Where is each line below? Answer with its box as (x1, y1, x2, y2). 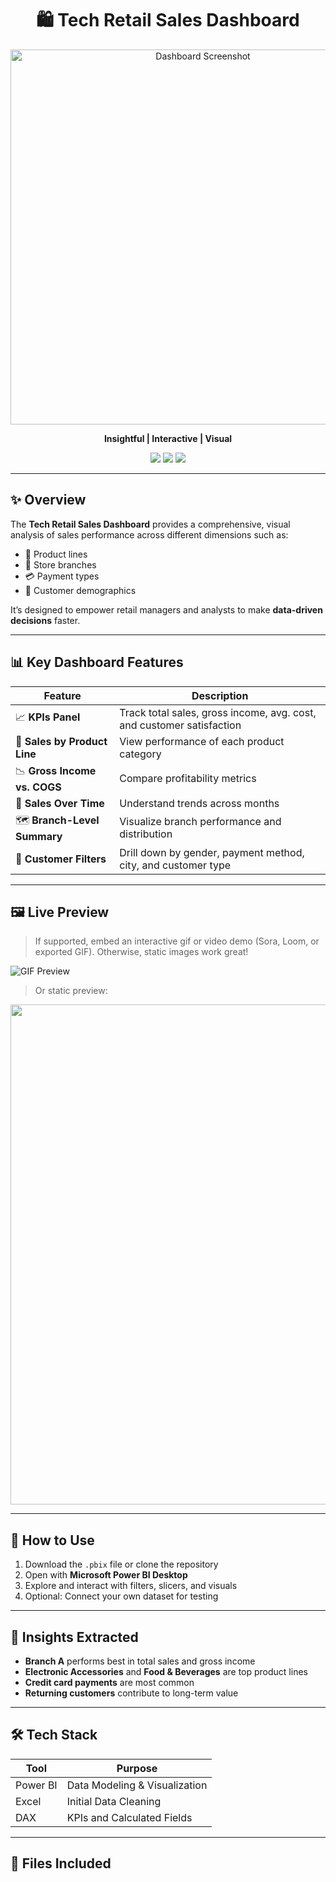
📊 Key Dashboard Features (10, 654, 184, 671)
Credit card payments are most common (24, 1677, 195, 1688)
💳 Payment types (24, 570, 100, 582)
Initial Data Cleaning (66, 1794, 162, 1808)
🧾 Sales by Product (15, 734, 108, 748)
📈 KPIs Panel (15, 710, 81, 724)
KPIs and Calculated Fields (66, 1810, 193, 1824)
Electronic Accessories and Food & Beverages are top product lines (24, 1666, 308, 1677)
